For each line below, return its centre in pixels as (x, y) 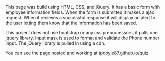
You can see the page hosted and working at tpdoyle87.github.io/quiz (77, 53)
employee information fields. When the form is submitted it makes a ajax (80, 12)
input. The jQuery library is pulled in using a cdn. (55, 43)
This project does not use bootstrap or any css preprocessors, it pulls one (81, 33)
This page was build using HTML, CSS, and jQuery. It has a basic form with (83, 7)
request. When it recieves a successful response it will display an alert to (80, 18)
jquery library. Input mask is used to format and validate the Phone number (82, 38)
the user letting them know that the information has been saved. (71, 23)
